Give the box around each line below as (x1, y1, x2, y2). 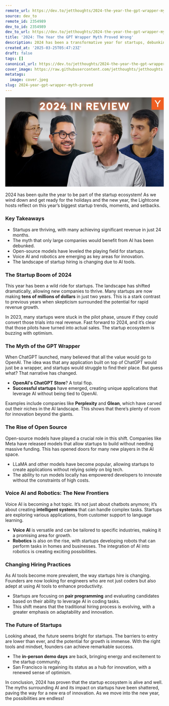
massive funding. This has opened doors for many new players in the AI (5, 446, 154, 452)
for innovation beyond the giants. (5, 411, 74, 417)
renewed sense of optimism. (12, 670, 72, 676)
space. (5, 451, 20, 457)
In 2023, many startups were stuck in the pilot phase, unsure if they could (5, 314, 158, 320)
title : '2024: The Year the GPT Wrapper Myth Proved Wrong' (5, 35, 134, 40)
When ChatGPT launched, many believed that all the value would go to (5, 354, 151, 360)
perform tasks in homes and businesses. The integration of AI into (12, 543, 150, 549)
